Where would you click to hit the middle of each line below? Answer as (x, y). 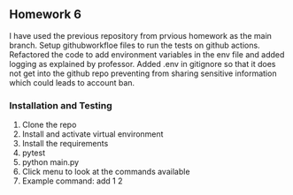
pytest (34, 153)
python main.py (50, 162)
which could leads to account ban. (72, 82)
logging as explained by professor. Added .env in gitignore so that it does (143, 64)
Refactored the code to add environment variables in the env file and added (147, 54)
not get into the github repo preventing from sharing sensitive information (143, 73)
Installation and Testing (61, 105)
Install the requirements (65, 144)
